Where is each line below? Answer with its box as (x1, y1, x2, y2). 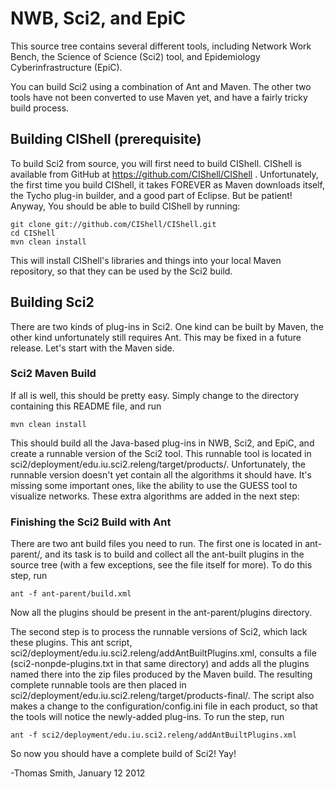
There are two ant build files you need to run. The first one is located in (10, 538, 303, 550)
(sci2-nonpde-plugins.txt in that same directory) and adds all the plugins (10, 658, 310, 670)
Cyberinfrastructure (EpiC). (10, 61, 123, 73)
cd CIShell (10, 228, 56, 238)
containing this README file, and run (10, 400, 162, 412)
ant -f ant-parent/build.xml (10, 589, 132, 599)
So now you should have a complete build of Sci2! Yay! (10, 748, 237, 760)
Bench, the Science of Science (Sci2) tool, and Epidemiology (10, 50, 261, 62)
